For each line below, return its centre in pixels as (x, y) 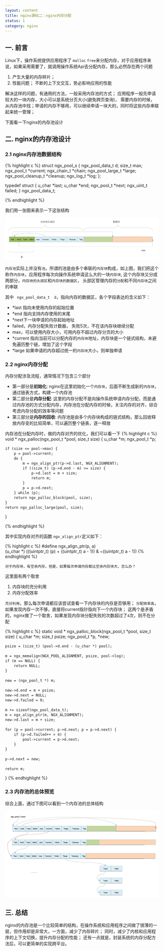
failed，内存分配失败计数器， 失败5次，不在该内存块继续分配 (73, 326)
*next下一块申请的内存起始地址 (43, 320)
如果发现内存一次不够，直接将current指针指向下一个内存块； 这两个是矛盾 (79, 609)
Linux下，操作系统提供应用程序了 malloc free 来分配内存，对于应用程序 (76, 60)
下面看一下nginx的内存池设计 (34, 122)
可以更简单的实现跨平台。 (43, 943)
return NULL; (27, 666)
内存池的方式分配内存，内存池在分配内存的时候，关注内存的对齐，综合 (87, 405)
